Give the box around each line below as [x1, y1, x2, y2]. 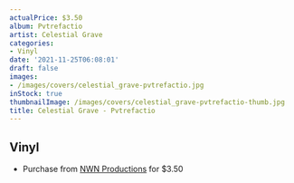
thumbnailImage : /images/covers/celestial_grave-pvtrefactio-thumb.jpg [9, 97, 285, 107]
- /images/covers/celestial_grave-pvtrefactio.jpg [9, 81, 204, 90]
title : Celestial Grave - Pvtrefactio [9, 106, 156, 115]
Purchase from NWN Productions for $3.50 [22, 164, 184, 175]
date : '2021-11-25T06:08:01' [9, 55, 119, 64]
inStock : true [9, 89, 63, 98]
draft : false [9, 64, 59, 73]
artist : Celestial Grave [9, 30, 103, 39]
